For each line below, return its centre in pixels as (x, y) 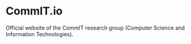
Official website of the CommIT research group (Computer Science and (95, 28)
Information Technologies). (40, 34)
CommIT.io (34, 11)
